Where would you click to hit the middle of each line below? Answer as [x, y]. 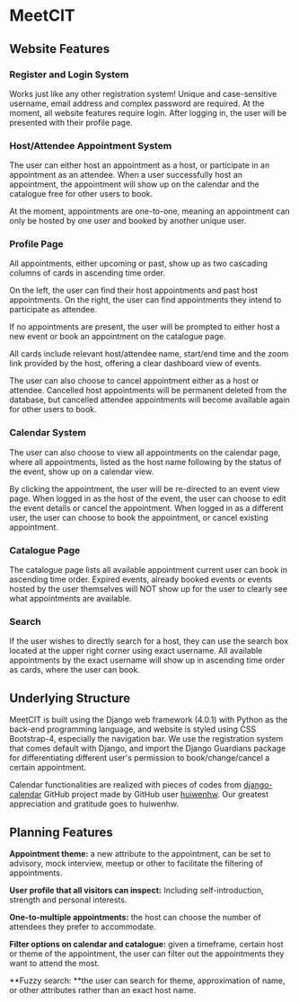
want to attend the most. [55, 963]
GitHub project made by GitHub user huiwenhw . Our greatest [156, 795]
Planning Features [62, 832]
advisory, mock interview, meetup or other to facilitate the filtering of [136, 863]
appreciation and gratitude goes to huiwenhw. [94, 804]
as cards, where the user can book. [75, 670]
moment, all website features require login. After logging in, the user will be [148, 112]
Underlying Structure [70, 698]
